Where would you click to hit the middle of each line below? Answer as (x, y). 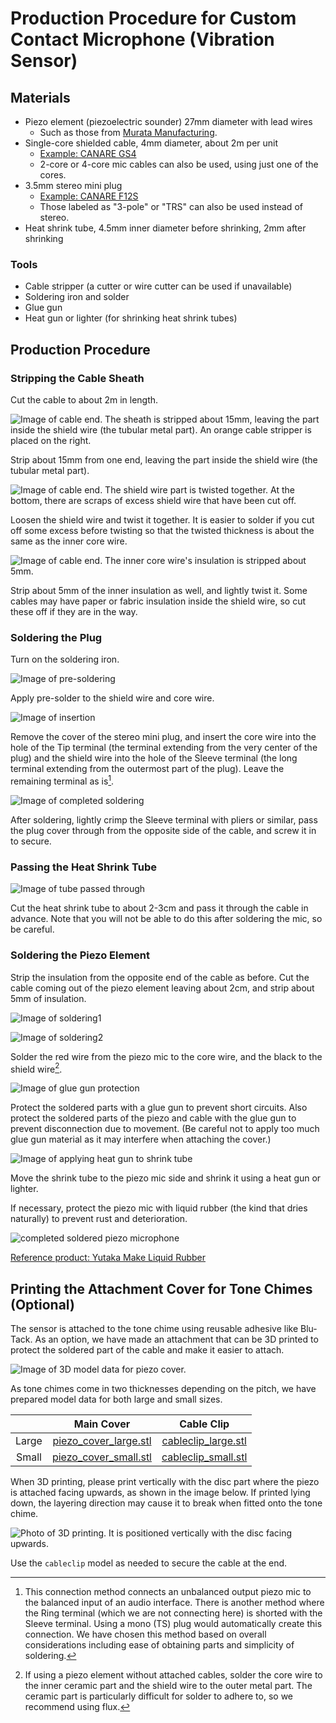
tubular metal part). (50, 470)
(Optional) (42, 1304)
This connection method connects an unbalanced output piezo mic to (168, 1591)
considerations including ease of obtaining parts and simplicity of (159, 1645)
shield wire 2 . (36, 1068)
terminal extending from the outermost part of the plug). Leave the (147, 769)
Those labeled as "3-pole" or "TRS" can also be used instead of (171, 206)
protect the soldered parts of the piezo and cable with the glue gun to (153, 1118)
